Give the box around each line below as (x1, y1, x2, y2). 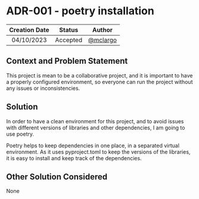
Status (59, 26, 79, 34)
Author (92, 26, 113, 34)
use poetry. (6, 130, 35, 138)
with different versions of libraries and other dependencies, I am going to (6, 124, 185, 131)
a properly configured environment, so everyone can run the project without (6, 78, 193, 85)
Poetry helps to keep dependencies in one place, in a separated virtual (6, 142, 180, 149)
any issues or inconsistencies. (6, 85, 80, 92)
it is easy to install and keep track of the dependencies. (6, 154, 142, 161)
